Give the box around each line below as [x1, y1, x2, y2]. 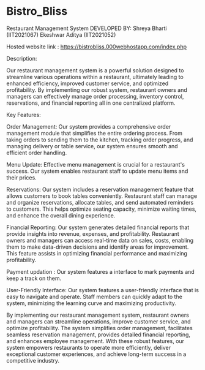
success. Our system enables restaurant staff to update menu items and [6, 167, 188, 175]
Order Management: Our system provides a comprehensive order [6, 123, 171, 130]
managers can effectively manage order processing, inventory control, [6, 92, 184, 100]
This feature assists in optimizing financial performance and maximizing [6, 249, 188, 257]
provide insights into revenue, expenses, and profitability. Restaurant [6, 230, 179, 237]
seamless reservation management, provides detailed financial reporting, [6, 331, 191, 338]
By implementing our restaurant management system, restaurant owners [6, 311, 190, 319]
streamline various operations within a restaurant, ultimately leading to [6, 73, 184, 80]
